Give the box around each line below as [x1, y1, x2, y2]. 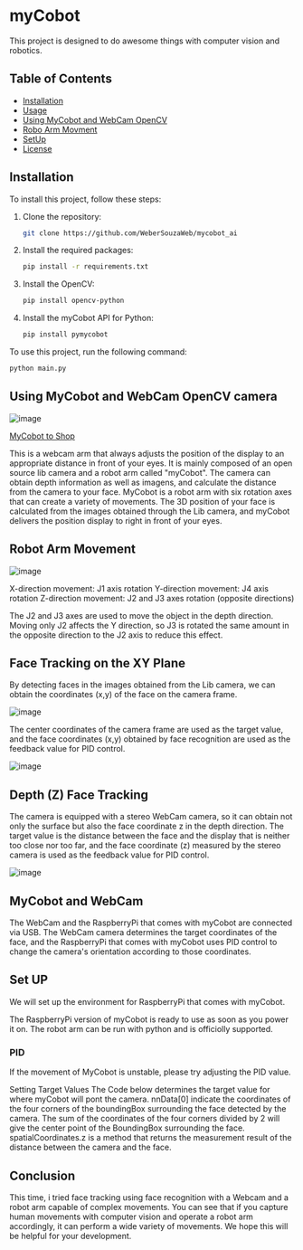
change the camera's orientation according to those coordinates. [9, 946, 251, 957]
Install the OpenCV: [22, 279, 95, 289]
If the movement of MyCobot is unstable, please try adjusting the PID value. [9, 1066, 291, 1077]
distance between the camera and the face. [9, 1141, 172, 1153]
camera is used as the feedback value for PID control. [9, 849, 210, 860]
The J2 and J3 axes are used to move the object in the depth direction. [9, 610, 274, 620]
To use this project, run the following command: [9, 346, 187, 357]
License [22, 143, 52, 154]
